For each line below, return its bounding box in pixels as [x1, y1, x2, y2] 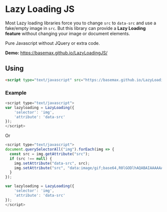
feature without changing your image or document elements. [5, 30, 130, 36]
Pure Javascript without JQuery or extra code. [5, 40, 100, 46]
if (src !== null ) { [9, 156, 52, 161]
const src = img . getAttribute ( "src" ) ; [9, 151, 90, 156]
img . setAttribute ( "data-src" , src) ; [14, 161, 90, 166]
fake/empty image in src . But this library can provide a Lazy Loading [5, 25, 146, 31]
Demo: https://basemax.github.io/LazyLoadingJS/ [5, 50, 108, 56]
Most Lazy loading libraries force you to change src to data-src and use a [5, 20, 157, 26]
